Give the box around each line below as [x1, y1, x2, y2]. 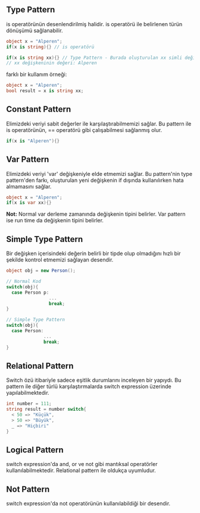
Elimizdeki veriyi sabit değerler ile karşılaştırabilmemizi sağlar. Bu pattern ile [6, 120, 192, 127]
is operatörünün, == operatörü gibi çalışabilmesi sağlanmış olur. [6, 126, 162, 133]
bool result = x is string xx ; [6, 88, 84, 94]
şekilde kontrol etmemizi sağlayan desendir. [6, 256, 114, 263]
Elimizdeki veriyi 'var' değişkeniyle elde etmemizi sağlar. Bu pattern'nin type [6, 170, 192, 177]
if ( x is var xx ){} [6, 200, 52, 206]
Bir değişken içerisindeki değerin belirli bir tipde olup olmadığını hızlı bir [6, 250, 181, 257]
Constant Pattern [6, 104, 71, 115]
